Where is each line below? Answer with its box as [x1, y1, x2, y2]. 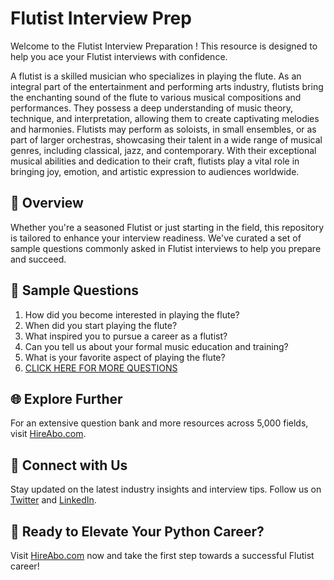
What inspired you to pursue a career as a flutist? [24, 330, 228, 342]
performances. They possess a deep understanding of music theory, [10, 102, 294, 114]
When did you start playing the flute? [24, 319, 178, 331]
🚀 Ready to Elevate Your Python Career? [10, 523, 265, 540]
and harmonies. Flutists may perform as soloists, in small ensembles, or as [10, 123, 317, 135]
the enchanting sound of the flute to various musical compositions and [10, 91, 302, 103]
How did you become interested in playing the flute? [24, 308, 240, 321]
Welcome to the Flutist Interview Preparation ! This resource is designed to [10, 40, 318, 52]
